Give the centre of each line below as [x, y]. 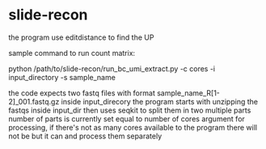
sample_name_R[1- [188, 93]
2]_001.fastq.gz [34, 101]
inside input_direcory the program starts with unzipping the [160, 101]
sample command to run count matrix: [72, 53]
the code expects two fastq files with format [82, 93]
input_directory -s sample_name [62, 77]
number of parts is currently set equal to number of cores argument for [127, 118]
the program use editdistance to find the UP [81, 37]
